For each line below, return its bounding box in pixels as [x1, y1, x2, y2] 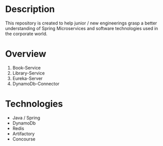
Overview [5, 48, 46, 59]
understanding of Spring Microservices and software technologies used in [5, 25, 158, 31]
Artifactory [12, 130, 35, 136]
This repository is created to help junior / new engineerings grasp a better [5, 20, 157, 26]
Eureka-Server [12, 75, 43, 81]
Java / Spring [12, 114, 40, 120]
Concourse [12, 136, 36, 142]
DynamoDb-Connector [12, 80, 60, 86]
